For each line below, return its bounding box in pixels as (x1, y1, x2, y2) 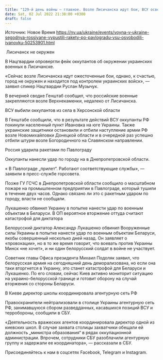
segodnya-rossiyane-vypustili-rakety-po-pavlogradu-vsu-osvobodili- (5, 34, 144, 40)
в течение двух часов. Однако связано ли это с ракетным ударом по (5, 190, 149, 197)
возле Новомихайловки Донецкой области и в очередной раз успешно (5, 132, 153, 138)
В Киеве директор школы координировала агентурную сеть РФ (5, 290, 137, 296)
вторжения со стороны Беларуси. (5, 281, 75, 287)
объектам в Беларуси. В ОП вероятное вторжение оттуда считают (5, 210, 144, 216)
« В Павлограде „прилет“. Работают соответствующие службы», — (5, 166, 145, 171)
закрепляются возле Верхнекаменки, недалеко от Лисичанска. (5, 98, 137, 104)
